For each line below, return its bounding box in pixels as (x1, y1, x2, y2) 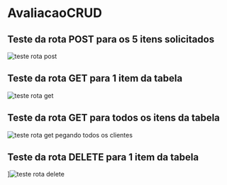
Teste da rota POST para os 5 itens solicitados (7, 33, 215, 45)
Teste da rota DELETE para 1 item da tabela (7, 151, 199, 164)
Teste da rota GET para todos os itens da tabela (7, 112, 220, 124)
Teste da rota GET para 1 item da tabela (7, 72, 183, 84)
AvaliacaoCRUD (7, 5, 103, 21)
